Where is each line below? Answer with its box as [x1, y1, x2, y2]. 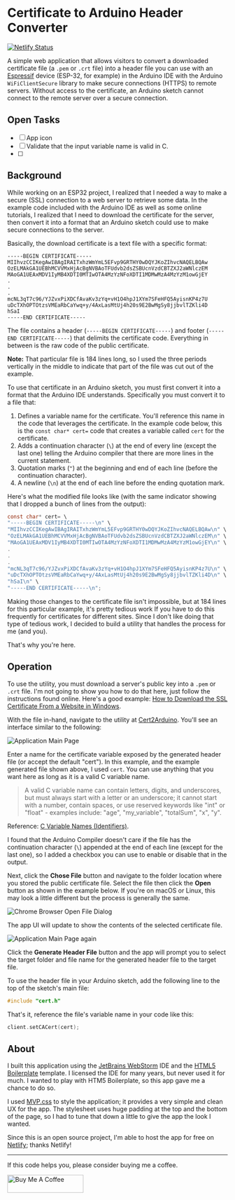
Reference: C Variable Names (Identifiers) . [7, 822, 129, 830]
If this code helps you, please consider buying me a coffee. [7, 1161, 178, 1169]
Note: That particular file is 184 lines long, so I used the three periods [7, 354, 207, 363]
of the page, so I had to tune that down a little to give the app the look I [7, 1112, 211, 1121]
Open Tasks [7, 114, 61, 126]
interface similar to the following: [7, 723, 102, 731]
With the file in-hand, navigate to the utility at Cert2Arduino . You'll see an [7, 715, 218, 724]
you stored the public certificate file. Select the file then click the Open [7, 878, 211, 887]
